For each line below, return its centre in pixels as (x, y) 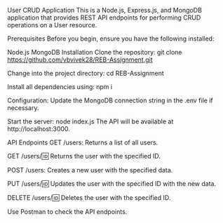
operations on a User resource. (52, 25)
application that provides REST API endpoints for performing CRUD (104, 18)
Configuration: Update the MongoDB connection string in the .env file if (110, 100)
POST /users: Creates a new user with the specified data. (90, 170)
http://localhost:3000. (39, 129)
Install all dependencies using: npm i (60, 87)
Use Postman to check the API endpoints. (67, 212)
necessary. (23, 108)
